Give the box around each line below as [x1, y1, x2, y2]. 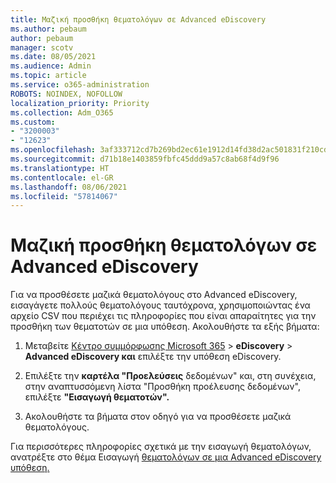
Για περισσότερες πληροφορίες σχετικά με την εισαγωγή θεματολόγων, [10, 441, 312, 453]
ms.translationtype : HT [10, 163, 110, 173]
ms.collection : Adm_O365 [10, 107, 114, 118]
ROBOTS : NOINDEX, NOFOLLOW [10, 89, 123, 99]
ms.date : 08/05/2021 [10, 52, 97, 62]
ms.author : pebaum [10, 24, 87, 34]
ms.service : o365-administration [10, 80, 150, 90]
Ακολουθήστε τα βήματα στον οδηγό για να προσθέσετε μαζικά [24, 411, 292, 423]
